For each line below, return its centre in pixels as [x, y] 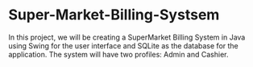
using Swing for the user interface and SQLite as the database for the [124, 45]
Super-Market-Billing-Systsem [114, 15]
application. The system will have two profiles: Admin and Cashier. [118, 54]
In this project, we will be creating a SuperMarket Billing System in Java [127, 37]
